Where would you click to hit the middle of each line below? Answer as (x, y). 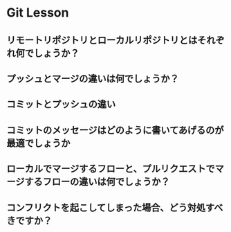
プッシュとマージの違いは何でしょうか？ (93, 79)
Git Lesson (38, 13)
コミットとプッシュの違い (61, 104)
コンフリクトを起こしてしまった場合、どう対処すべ (115, 207)
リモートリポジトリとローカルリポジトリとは (102, 40)
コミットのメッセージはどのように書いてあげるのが (115, 130)
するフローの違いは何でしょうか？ (97, 182)
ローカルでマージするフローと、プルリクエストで (111, 169)
